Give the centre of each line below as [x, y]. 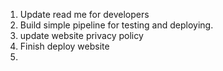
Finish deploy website [64, 46]
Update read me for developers [84, 14]
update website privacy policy [81, 35]
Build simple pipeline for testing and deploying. [116, 25]
